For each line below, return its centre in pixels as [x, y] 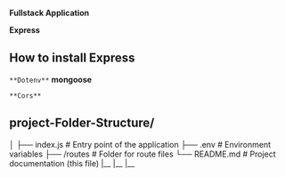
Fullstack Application [49, 13]
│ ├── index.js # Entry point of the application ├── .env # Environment [140, 144]
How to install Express [72, 58]
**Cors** [25, 96]
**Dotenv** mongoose [50, 79]
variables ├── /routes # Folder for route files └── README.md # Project [142, 154]
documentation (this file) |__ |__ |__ [72, 163]
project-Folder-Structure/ [82, 123]
